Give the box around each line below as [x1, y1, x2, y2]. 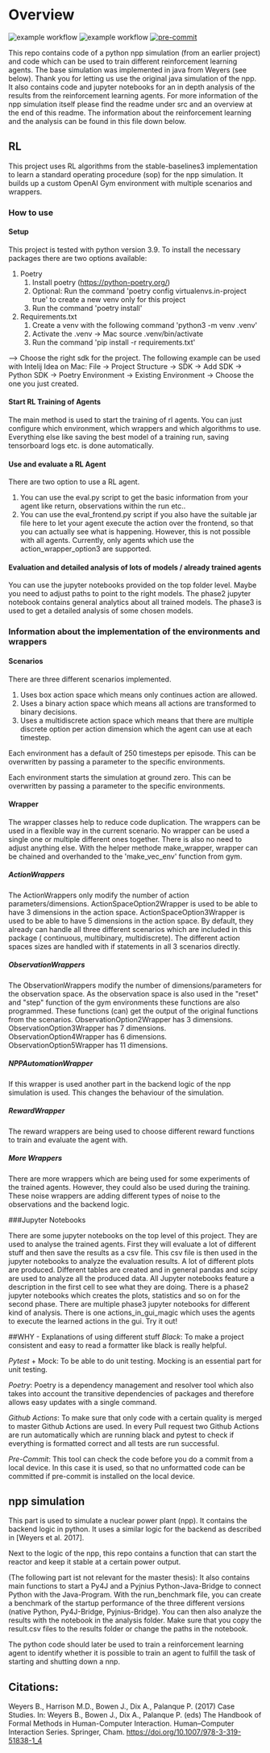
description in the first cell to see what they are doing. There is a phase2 [8, 1282, 249, 1291]
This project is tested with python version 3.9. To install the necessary [8, 244, 241, 255]
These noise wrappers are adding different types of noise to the [8, 1191, 221, 1200]
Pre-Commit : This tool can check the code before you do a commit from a [8, 1454, 254, 1464]
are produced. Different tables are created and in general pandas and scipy [8, 1265, 258, 1274]
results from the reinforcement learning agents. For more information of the [8, 90, 259, 100]
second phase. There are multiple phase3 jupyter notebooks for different [8, 1299, 251, 1308]
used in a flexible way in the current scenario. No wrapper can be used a [8, 826, 250, 835]
